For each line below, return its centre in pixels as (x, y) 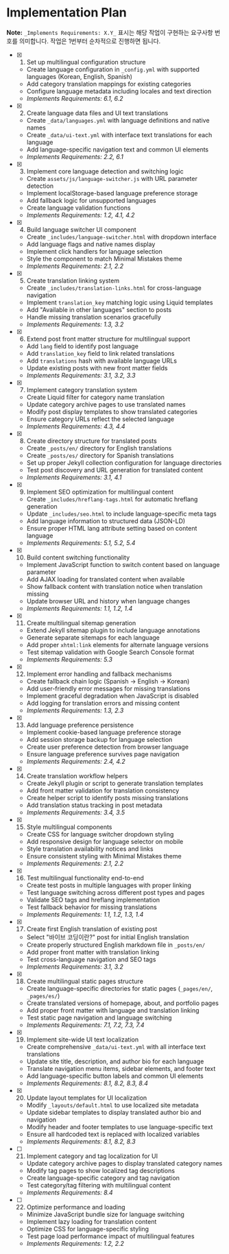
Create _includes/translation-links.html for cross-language (114, 288)
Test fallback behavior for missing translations (92, 907)
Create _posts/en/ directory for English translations (99, 448)
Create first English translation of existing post (92, 929)
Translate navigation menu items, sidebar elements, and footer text (121, 1068)
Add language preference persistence (80, 725)
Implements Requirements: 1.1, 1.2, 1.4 (80, 608)
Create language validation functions (79, 208)
